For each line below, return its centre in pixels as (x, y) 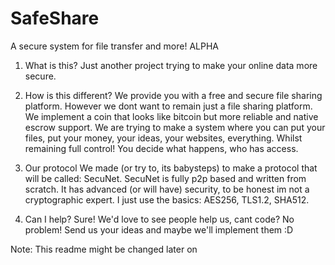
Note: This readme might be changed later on (104, 249)
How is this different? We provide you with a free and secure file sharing (173, 95)
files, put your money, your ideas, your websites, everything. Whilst (163, 138)
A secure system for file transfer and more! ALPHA (115, 46)
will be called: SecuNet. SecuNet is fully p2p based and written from (165, 178)
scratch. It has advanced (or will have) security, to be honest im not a (167, 189)
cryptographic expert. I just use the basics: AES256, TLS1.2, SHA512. (167, 199)
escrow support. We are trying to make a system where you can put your (175, 127)
